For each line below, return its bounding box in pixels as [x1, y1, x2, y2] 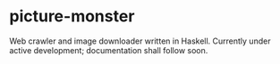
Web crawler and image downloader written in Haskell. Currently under [9, 36, 271, 46]
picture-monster [9, 6, 135, 27]
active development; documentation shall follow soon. [9, 44, 208, 55]
